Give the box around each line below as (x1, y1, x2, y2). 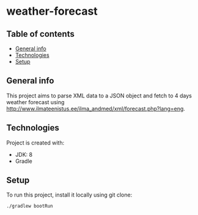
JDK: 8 (15, 151, 32, 158)
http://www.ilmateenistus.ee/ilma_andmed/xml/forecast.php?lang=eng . (6, 105, 185, 112)
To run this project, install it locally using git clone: (6, 191, 133, 198)
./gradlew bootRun (6, 203, 53, 209)
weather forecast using (6, 98, 65, 105)
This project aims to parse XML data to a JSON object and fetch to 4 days (6, 92, 193, 99)
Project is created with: (6, 139, 65, 146)
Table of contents (6, 29, 75, 39)
